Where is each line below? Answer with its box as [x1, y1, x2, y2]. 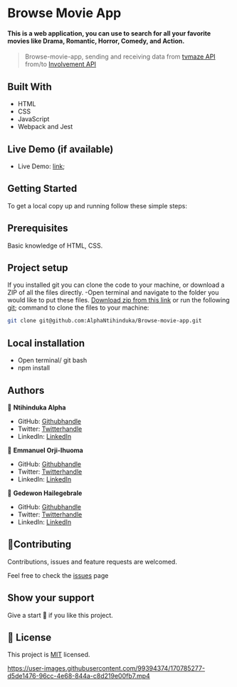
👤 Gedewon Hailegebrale [7, 489, 83, 497]
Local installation [7, 337, 85, 349]
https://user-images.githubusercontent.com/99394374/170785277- [7, 664, 205, 673]
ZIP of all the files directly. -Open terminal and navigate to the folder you [7, 288, 219, 297]
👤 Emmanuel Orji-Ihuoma [7, 446, 83, 454]
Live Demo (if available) [7, 143, 114, 155]
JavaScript [17, 115, 50, 123]
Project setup [7, 262, 69, 274]
